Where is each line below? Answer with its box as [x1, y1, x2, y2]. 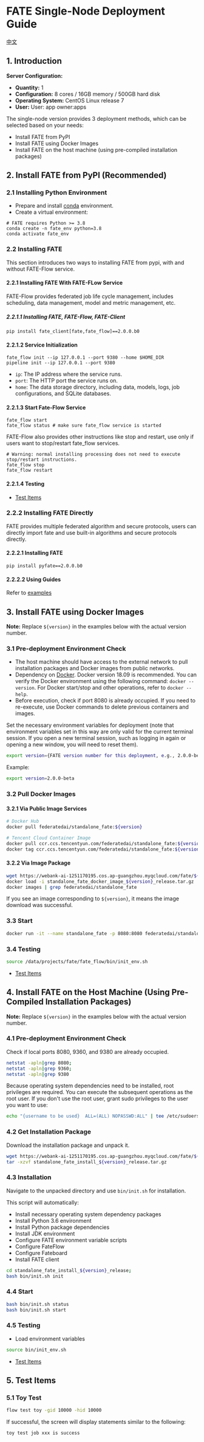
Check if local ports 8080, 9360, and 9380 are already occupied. [6, 1048, 169, 1055]
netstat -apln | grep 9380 [6, 1071, 69, 1077]
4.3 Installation [6, 1173, 52, 1182]
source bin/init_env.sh [6, 1347, 67, 1353]
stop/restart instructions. [6, 457, 78, 463]
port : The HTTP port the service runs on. [15, 377, 118, 384]
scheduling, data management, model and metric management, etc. [6, 299, 176, 306]
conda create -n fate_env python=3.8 [6, 226, 102, 232]
